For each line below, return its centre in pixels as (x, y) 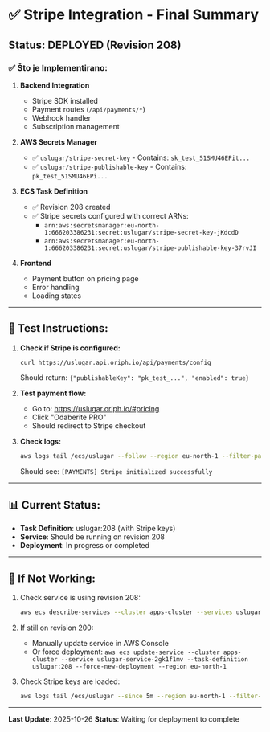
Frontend (36, 263)
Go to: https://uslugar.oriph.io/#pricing (96, 408)
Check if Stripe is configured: (70, 348)
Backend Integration (55, 85)
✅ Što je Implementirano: (58, 67)
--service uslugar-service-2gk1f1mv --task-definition (155, 660)
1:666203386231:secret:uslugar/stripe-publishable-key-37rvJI (150, 248)
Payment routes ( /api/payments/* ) (89, 109)
